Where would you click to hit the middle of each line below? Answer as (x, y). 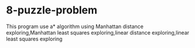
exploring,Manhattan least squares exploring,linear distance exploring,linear (98, 32)
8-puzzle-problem (52, 10)
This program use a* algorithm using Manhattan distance (75, 26)
